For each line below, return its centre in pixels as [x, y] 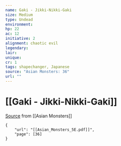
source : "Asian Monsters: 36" [38, 72]
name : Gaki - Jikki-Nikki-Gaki [39, 10]
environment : [19, 24]
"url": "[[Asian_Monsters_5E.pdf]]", [55, 130]
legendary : [17, 48]
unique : [14, 57]
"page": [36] [28, 134]
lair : [11, 53]
